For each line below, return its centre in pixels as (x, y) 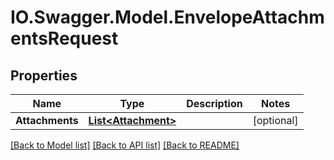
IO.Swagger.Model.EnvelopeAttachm (167, 17)
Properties (44, 75)
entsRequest (64, 38)
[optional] (275, 120)
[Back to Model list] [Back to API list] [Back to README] (125, 145)
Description (214, 103)
